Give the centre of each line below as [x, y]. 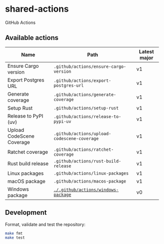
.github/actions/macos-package [90, 181]
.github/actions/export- [82, 81]
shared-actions [37, 9]
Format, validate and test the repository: [45, 224]
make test [15, 238]
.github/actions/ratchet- [83, 149]
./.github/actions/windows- [86, 190]
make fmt [14, 233]
